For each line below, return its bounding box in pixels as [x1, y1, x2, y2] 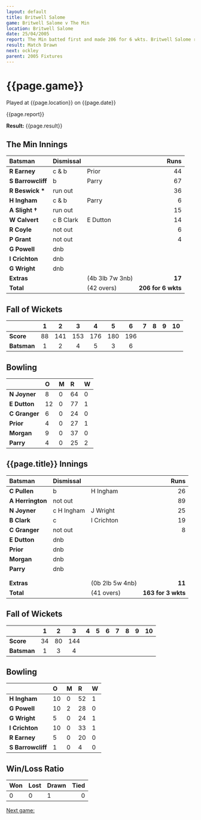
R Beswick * [9, 187, 45, 195]
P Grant [9, 235, 32, 244]
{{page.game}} [6, 79, 84, 93]
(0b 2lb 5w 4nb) [90, 579, 138, 587]
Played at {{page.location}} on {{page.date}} [6, 99, 116, 106]
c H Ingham [53, 506, 86, 515]
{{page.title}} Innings [6, 459, 89, 469]
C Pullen [9, 487, 34, 495]
